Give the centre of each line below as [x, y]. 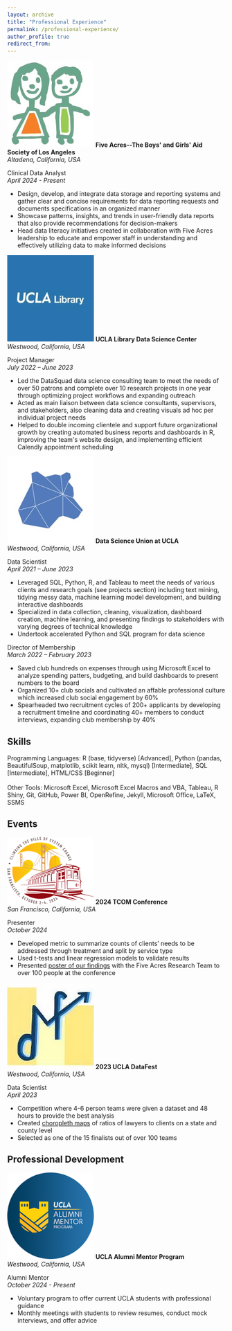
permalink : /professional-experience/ [63, 29]
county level [35, 1130]
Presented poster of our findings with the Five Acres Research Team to [118, 965]
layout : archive [30, 15]
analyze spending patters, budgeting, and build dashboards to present [117, 676]
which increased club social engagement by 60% [88, 698]
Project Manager [31, 360]
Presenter [21, 922]
